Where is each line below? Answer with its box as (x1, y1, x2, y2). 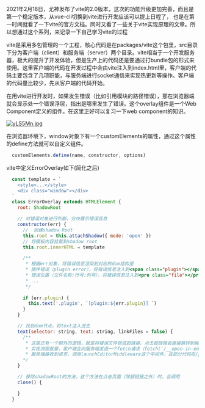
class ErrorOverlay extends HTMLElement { (12, 199, 121, 205)
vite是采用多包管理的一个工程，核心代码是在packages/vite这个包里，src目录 (6, 42, 198, 48)
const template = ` (12, 176, 62, 182)
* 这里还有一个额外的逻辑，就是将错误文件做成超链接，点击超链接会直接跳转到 (25, 340, 195, 346)
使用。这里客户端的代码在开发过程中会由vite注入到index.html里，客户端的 (6, 64, 192, 71)
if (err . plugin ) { (22, 295, 70, 301)
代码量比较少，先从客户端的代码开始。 (11, 79, 108, 87)
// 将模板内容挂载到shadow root (22, 238, 98, 244)
